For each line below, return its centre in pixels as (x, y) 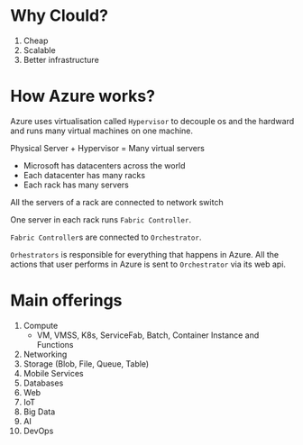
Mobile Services (53, 373)
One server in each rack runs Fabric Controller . (101, 219)
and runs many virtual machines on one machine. (101, 131)
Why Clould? (60, 16)
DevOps (38, 431)
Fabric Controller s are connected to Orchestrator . (106, 237)
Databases (43, 383)
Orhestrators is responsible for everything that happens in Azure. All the (144, 254)
